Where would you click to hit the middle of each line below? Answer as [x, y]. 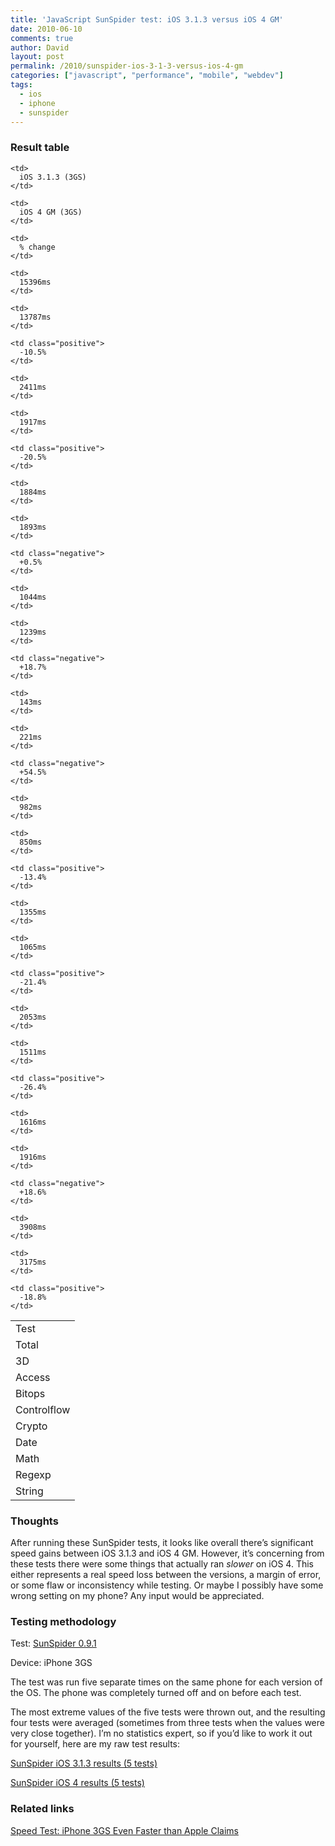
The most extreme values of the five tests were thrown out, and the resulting [168, 1712]
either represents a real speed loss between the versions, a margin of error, [166, 1574]
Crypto [31, 1426]
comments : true [42, 38]
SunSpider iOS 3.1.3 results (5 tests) [84, 1763]
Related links [42, 1809]
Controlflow [43, 1409]
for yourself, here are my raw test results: [95, 1744]
